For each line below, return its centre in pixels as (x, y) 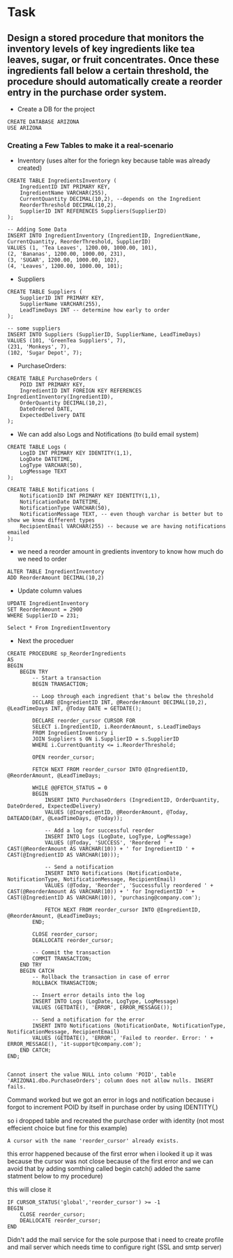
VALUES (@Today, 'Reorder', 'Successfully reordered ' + (129, 886)
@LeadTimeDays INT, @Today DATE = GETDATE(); (74, 708)
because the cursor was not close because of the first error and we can (111, 1161)
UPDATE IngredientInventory (48, 604)
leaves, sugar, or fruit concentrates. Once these (113, 60)
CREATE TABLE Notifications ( (51, 490)
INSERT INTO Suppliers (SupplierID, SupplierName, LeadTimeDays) (104, 335)
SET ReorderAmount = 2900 (45, 610)
